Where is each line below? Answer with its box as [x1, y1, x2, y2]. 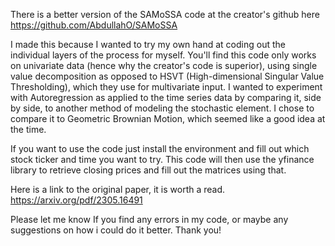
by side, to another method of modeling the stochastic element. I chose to [10, 102, 315, 114]
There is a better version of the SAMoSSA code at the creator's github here [10, 9, 320, 20]
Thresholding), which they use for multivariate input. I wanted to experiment [10, 81, 323, 93]
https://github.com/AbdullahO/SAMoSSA [10, 19, 178, 31]
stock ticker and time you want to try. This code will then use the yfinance [10, 154, 315, 165]
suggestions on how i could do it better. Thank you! [10, 224, 222, 236]
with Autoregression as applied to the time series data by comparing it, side [10, 92, 322, 103]
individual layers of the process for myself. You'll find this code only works [10, 49, 317, 61]
